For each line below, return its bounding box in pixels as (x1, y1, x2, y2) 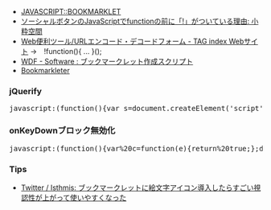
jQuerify (9, 85, 43, 97)
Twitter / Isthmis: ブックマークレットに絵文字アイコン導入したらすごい (20, 183, 254, 192)
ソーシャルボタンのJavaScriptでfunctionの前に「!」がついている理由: (20, 16, 250, 26)
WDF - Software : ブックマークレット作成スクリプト (20, 56, 194, 66)
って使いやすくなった (55, 192, 127, 202)
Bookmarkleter (20, 66, 71, 75)
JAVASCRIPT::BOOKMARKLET (20, 7, 121, 16)
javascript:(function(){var (9, 104, 120, 113)
